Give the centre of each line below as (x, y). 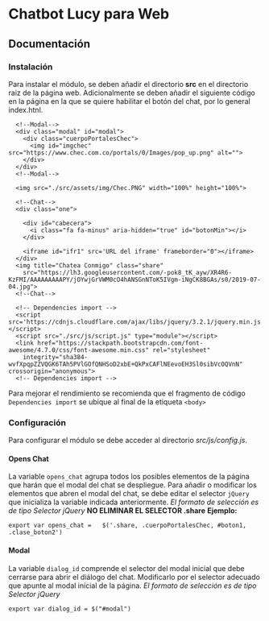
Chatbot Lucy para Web (89, 14)
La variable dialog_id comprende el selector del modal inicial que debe (127, 568)
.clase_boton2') (35, 532)
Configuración (37, 422)
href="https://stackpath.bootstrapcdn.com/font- (120, 343)
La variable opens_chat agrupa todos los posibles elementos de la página (129, 477)
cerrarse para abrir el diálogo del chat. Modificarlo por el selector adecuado (134, 577)
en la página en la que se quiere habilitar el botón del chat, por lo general (130, 101)
